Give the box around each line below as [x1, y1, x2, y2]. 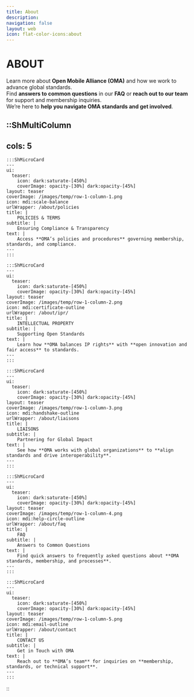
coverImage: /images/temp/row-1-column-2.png [6, 299, 122, 305]
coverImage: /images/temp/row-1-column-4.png [6, 511, 122, 517]
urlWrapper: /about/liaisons [6, 416, 80, 422]
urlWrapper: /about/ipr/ [6, 310, 69, 316]
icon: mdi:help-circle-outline [6, 516, 85, 522]
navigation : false [6, 20, 52, 26]
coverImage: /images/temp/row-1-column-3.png [6, 405, 122, 411]
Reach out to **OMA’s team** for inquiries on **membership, [17, 658, 174, 664]
